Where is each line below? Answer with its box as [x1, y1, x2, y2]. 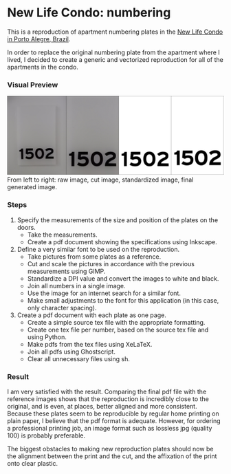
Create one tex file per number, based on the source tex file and [27, 325, 209, 334]
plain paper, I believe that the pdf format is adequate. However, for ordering [7, 416, 221, 424]
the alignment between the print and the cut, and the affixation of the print [7, 452, 217, 460]
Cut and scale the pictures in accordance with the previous [27, 259, 195, 268]
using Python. [27, 332, 67, 341]
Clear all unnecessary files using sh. [27, 354, 131, 363]
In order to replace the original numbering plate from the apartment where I [7, 48, 220, 56]
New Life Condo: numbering [7, 5, 171, 21]
